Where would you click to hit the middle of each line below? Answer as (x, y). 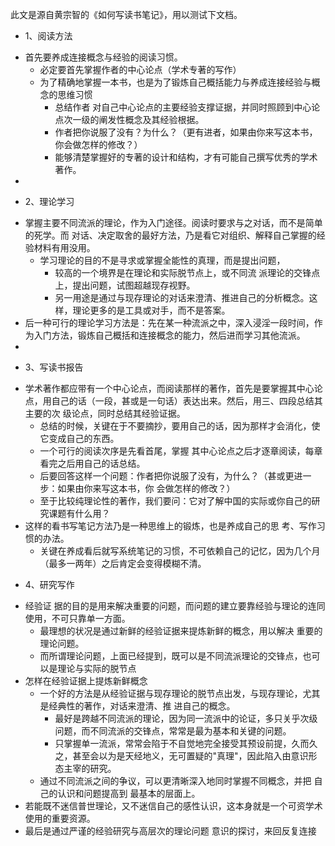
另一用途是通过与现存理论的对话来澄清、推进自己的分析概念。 (182, 297)
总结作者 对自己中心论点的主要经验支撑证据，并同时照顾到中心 (183, 107)
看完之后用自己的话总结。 (92, 463)
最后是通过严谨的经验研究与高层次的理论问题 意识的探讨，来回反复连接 (170, 831)
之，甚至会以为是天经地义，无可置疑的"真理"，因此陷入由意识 (181, 756)
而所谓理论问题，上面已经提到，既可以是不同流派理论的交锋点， (171, 656)
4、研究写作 (49, 584)
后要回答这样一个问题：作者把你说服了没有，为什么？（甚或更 (167, 476)
